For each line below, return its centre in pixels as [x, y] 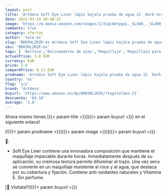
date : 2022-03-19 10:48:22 [33, 19]
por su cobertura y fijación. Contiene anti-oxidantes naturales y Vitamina [87, 172]
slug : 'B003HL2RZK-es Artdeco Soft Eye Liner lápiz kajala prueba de [79, 42]
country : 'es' [20, 79]
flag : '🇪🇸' [17, 84]
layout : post [19, 10]
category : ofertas [24, 33]
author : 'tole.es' [24, 38]
